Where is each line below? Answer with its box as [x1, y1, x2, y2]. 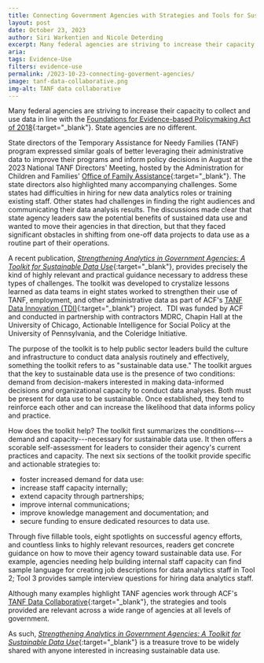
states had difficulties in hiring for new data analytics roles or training [8, 188, 233, 197]
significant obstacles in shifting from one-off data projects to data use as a [8, 230, 250, 240]
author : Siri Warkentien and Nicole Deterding [8, 33, 163, 42]
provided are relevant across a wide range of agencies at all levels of [8, 606, 232, 615]
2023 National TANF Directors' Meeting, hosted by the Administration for [8, 163, 244, 173]
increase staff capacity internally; [19, 483, 128, 492]
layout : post [8, 19, 51, 27]
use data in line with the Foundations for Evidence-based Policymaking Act [8, 115, 251, 124]
